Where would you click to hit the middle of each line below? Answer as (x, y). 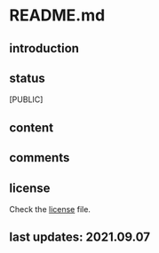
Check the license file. (50, 209)
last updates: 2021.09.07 (80, 237)
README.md (57, 16)
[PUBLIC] (26, 99)
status (28, 78)
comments (40, 158)
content (32, 127)
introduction (44, 48)
